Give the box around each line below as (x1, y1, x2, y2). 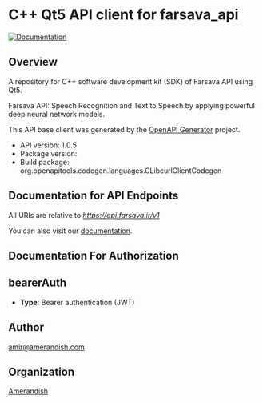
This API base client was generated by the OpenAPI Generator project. (8, 124, 241, 134)
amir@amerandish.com (8, 342, 86, 352)
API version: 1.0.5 (19, 140, 78, 150)
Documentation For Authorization (8, 248, 179, 262)
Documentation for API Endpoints (8, 189, 179, 203)
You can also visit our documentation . (8, 226, 133, 236)
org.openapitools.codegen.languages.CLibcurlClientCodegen (19, 166, 222, 175)
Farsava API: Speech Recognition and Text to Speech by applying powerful (8, 100, 256, 110)
